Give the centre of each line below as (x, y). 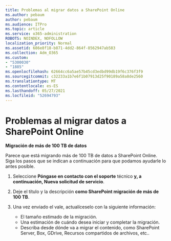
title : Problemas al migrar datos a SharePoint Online (65, 10)
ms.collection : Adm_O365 (32, 53)
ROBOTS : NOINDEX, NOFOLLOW (34, 39)
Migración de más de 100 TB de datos (46, 146)
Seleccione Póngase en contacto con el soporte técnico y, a (77, 176)
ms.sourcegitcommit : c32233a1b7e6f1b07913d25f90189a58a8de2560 (74, 77)
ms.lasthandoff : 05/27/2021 (35, 91)
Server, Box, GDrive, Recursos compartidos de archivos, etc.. (85, 233)
